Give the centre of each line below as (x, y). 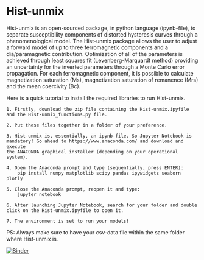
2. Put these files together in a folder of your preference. (87, 125)
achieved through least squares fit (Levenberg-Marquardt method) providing (102, 60)
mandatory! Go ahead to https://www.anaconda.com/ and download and (95, 141)
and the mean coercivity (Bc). (44, 86)
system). (17, 157)
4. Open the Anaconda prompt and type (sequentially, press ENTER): (95, 168)
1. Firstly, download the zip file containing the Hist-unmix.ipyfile (98, 109)
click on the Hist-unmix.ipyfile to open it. (65, 210)
